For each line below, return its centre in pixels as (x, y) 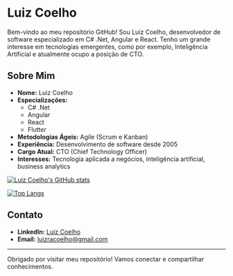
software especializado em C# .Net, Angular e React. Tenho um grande (109, 39)
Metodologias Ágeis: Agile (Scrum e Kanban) (83, 137)
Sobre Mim (31, 76)
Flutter (37, 129)
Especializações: (42, 100)
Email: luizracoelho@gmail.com (62, 239)
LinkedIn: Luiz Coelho (49, 232)
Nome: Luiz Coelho (45, 92)
